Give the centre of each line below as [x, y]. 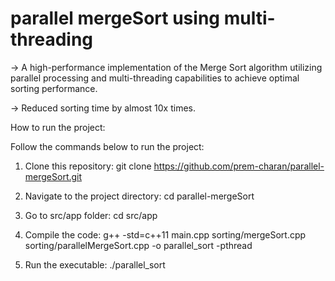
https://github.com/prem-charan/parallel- [239, 166]
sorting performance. [54, 88]
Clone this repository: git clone [88, 166]
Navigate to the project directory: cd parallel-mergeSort [139, 196]
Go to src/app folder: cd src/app [91, 215]
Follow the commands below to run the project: [107, 146]
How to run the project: [58, 127]
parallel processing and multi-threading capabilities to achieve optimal [155, 78]
